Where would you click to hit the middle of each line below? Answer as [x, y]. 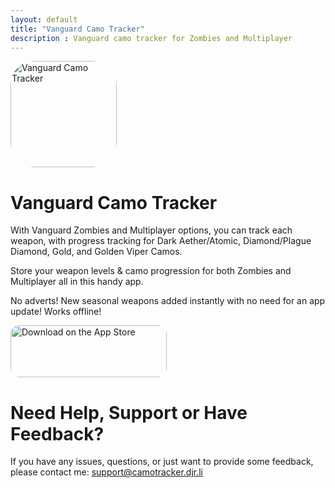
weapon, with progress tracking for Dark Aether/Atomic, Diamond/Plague [161, 241]
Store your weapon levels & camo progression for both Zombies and [151, 271]
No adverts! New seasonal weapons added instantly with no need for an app [168, 301]
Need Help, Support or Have [129, 412]
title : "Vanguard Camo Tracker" [77, 29]
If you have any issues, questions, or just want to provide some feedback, [162, 462]
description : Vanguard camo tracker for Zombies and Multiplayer [151, 38]
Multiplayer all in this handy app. [77, 282]
